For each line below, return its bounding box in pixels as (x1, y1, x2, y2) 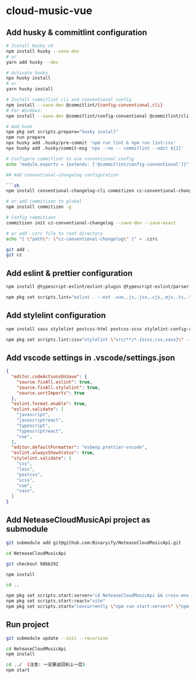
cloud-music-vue (6, 4, 93, 18)
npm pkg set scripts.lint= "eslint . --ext (6, 294, 111, 300)
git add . (6, 246, 30, 252)
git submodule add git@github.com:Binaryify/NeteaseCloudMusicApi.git (6, 540, 181, 546)
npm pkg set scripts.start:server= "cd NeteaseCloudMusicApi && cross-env (6, 593, 190, 598)
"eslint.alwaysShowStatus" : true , (11, 450, 95, 456)
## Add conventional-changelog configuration (6, 172, 118, 178)
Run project (6, 619, 50, 630)
